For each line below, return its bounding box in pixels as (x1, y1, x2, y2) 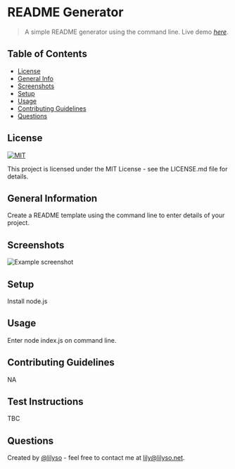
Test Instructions (7, 396, 84, 408)
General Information (7, 192, 98, 205)
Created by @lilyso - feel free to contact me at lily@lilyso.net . (7, 453, 185, 462)
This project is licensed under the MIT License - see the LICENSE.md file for (7, 164, 228, 173)
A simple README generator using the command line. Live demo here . (24, 28, 229, 36)
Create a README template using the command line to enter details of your (7, 211, 225, 219)
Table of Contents (7, 48, 88, 60)
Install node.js (7, 297, 48, 305)
